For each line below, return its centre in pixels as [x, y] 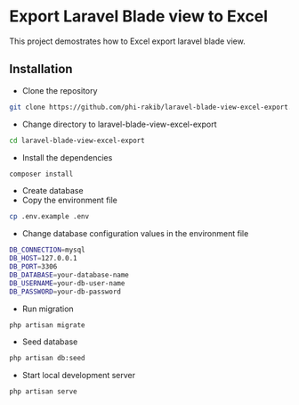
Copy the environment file [70, 200]
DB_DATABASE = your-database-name [69, 275]
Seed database [50, 342]
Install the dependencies [67, 157]
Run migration [48, 309]
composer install [41, 174]
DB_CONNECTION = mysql [48, 250]
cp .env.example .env [49, 217]
